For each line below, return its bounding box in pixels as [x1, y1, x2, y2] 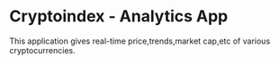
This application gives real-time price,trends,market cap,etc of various [9, 36, 271, 46]
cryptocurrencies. [9, 44, 76, 55]
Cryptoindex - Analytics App [9, 6, 229, 27]
